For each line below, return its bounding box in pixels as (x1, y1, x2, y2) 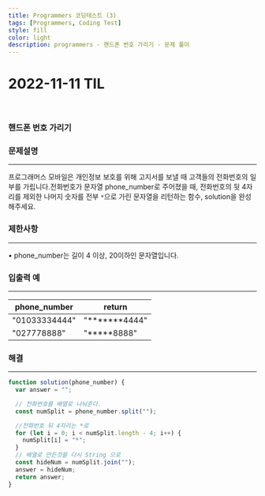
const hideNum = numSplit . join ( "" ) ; (15, 459, 136, 467)
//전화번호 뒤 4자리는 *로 (15, 422, 89, 430)
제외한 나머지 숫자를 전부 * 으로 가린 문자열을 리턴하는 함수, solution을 (22, 192, 237, 201)
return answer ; (15, 473, 65, 481)
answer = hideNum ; (15, 465, 77, 474)
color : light (8, 33, 51, 42)
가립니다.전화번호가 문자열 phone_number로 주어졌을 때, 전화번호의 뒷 (22, 182, 241, 192)
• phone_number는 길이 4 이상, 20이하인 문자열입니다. (8, 250, 179, 260)
